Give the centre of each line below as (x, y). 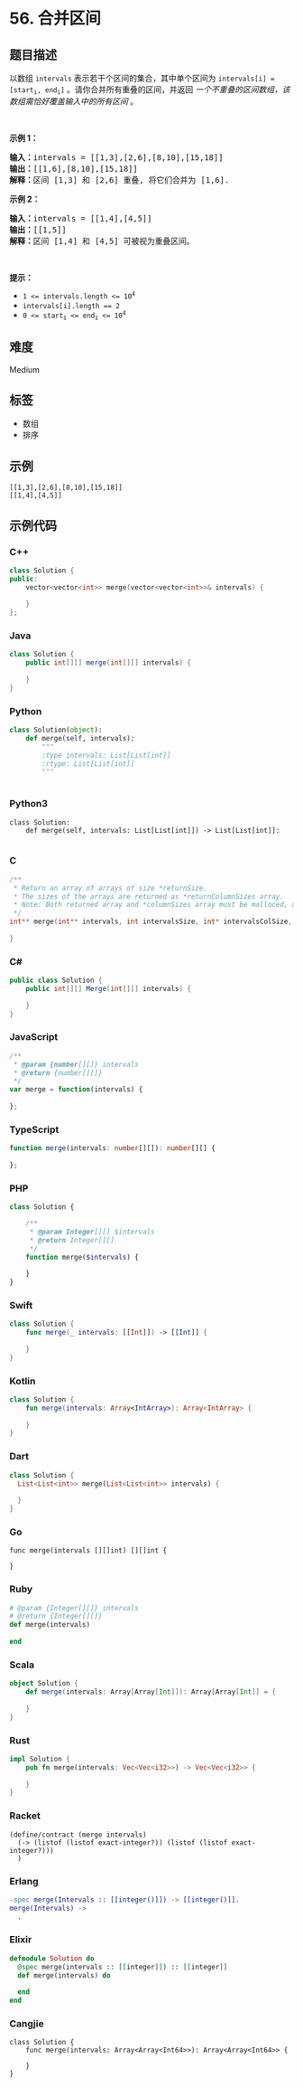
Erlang (24, 1881)
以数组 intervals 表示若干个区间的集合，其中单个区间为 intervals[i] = (142, 78)
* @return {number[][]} (58, 1072)
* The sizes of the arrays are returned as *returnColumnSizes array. (148, 896)
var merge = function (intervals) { (76, 1090)
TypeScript (34, 1129)
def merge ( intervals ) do (64, 1975)
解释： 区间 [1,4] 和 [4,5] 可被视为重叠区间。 (102, 241)
